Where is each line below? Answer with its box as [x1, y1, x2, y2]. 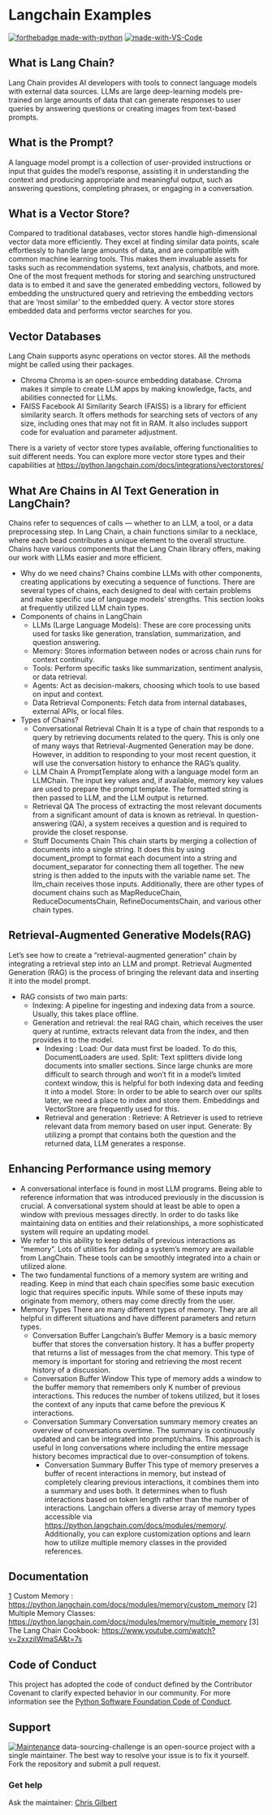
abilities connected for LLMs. [19, 392, 118, 403]
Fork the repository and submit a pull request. [8, 1759, 161, 1769]
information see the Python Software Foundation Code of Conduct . [8, 1696, 233, 1707]
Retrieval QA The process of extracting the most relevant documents [32, 802, 262, 811]
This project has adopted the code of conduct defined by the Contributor [8, 1679, 253, 1689]
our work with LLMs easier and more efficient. [8, 552, 162, 562]
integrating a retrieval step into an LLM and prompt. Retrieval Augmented [8, 959, 253, 968]
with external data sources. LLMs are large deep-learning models [8, 86, 227, 96]
